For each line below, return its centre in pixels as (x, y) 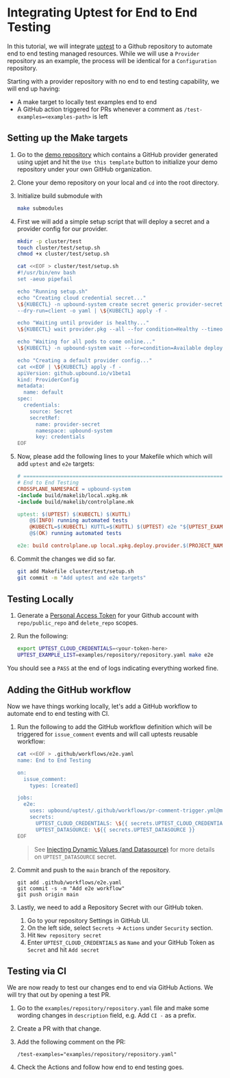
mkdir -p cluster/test (49, 241)
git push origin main (48, 894)
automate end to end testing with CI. (58, 714)
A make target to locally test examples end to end (87, 101)
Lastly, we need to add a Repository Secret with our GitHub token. (110, 907)
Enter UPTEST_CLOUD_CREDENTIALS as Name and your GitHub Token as (121, 942)
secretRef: (45, 418)
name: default (43, 392)
